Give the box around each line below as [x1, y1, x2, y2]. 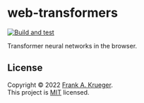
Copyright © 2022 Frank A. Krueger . [7, 81, 113, 89]
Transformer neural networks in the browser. [7, 41, 138, 50]
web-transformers [7, 5, 119, 21]
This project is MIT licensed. [7, 88, 90, 96]
